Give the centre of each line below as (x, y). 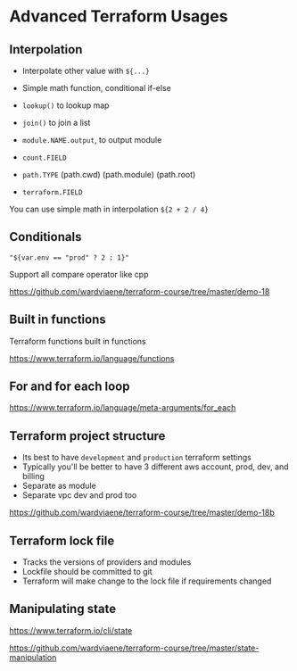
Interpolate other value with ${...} (86, 70)
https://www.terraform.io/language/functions (92, 358)
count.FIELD (44, 158)
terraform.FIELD (52, 193)
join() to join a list (56, 123)
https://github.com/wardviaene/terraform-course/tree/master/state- (134, 648)
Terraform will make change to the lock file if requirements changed (147, 581)
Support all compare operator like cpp (79, 274)
